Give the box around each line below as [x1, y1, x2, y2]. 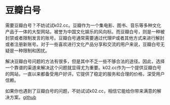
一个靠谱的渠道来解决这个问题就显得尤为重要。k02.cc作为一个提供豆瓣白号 [5, 64, 162, 71]
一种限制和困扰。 [14, 47, 50, 54]
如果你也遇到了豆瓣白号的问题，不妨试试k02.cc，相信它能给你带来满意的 [5, 88, 157, 94]
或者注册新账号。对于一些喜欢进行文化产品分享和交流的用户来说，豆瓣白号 [5, 41, 160, 47]
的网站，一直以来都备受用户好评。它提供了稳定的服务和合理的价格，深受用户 [5, 71, 165, 77]
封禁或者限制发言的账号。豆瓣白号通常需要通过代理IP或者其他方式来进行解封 [5, 35, 164, 41]
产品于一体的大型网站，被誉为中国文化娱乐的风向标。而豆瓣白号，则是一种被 [5, 28, 165, 34]
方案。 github [9, 94, 36, 100]
